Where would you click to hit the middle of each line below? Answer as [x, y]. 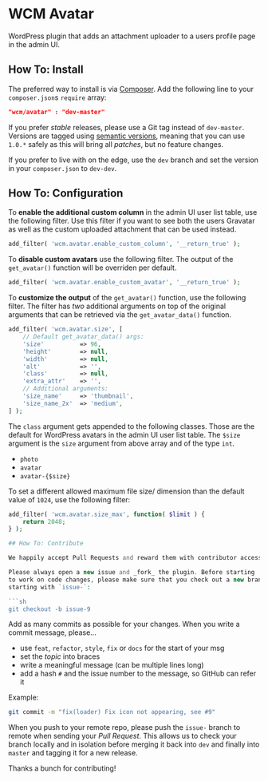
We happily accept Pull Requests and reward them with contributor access [135, 558]
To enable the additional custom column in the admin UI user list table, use [133, 212]
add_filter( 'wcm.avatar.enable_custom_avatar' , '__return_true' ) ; [124, 283]
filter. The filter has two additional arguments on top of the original [117, 306]
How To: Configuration [66, 194]
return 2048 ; [44, 521]
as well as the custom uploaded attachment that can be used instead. [122, 229]
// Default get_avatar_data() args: [84, 337]
